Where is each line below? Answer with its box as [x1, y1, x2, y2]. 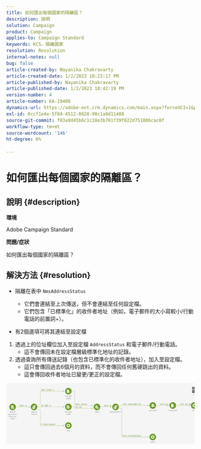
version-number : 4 [6, 92, 52, 98]
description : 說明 [6, 16, 50, 22]
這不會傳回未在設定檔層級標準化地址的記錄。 [23, 348, 135, 355]
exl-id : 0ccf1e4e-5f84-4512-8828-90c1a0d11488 [6, 111, 124, 117]
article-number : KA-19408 [6, 98, 71, 104]
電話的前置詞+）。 [23, 315, 67, 322]
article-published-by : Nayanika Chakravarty [6, 79, 119, 85]
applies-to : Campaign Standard [6, 35, 84, 41]
